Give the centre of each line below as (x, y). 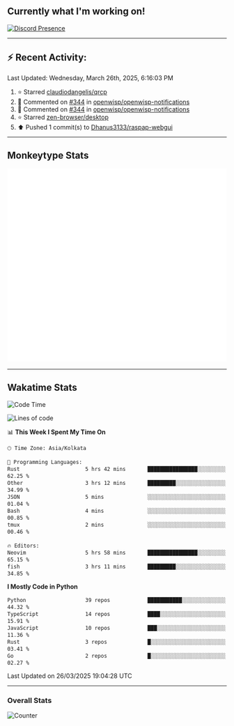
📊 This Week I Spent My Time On (56, 432)
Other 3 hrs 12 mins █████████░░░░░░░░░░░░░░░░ (117, 483)
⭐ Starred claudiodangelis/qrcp (62, 92)
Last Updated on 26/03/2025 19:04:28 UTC (70, 676)
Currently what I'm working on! (76, 11)
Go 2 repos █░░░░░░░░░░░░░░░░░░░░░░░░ (117, 656)
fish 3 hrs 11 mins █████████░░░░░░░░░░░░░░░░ (117, 566)
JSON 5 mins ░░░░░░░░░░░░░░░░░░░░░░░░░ (117, 497)
